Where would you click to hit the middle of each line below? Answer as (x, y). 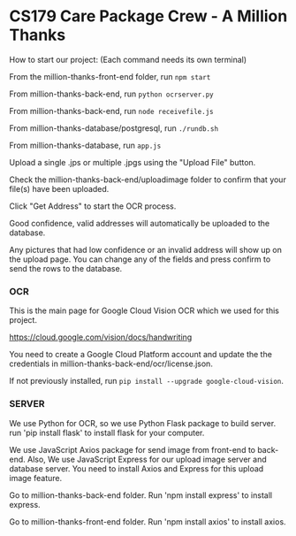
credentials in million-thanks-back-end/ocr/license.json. (111, 364)
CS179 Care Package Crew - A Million (148, 16)
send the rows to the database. (66, 268)
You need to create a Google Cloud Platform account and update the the (140, 355)
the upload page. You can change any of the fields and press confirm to (140, 259)
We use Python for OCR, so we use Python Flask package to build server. (143, 423)
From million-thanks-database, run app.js (85, 145)
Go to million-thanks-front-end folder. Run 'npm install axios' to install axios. (148, 521)
